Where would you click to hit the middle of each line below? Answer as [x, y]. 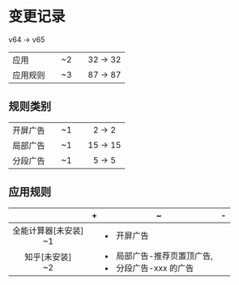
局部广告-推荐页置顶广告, [164, 256]
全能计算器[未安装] [48, 230]
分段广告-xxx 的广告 [155, 268]
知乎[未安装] [48, 257]
